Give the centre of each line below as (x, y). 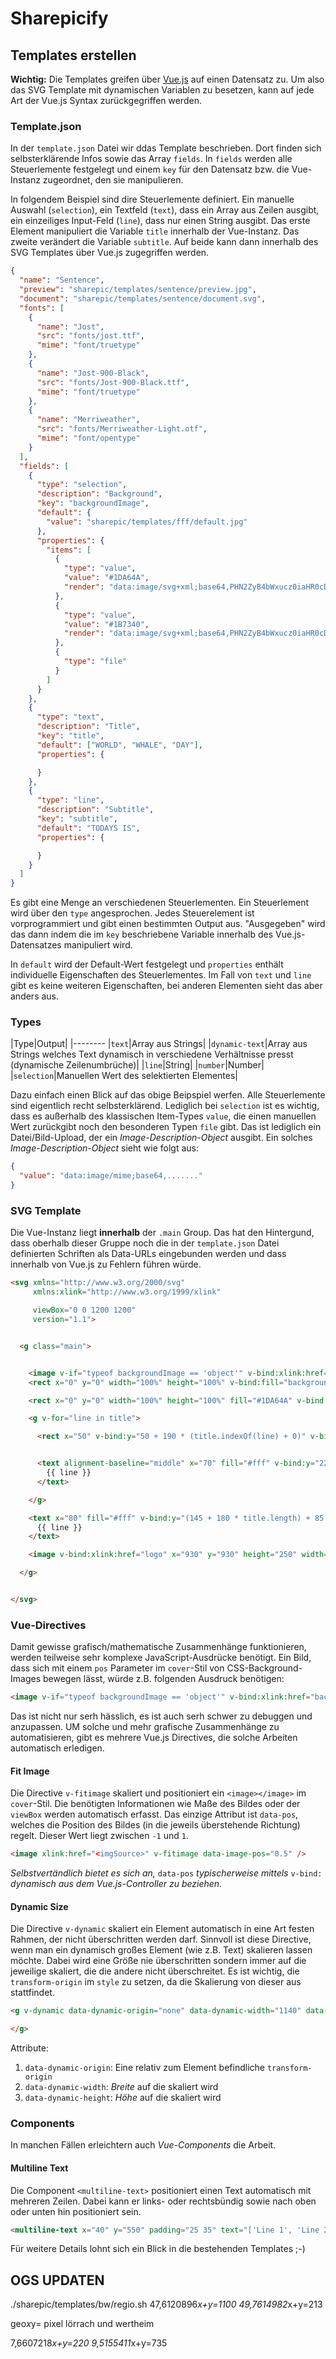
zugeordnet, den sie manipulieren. (113, 180)
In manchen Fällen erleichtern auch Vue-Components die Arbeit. (143, 2145)
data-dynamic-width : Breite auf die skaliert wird (121, 2087)
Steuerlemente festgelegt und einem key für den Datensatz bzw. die (150, 169)
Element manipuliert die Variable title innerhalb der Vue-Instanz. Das (155, 231)
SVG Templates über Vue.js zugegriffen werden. (110, 253)
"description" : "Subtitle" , (95, 810)
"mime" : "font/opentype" (88, 438)
